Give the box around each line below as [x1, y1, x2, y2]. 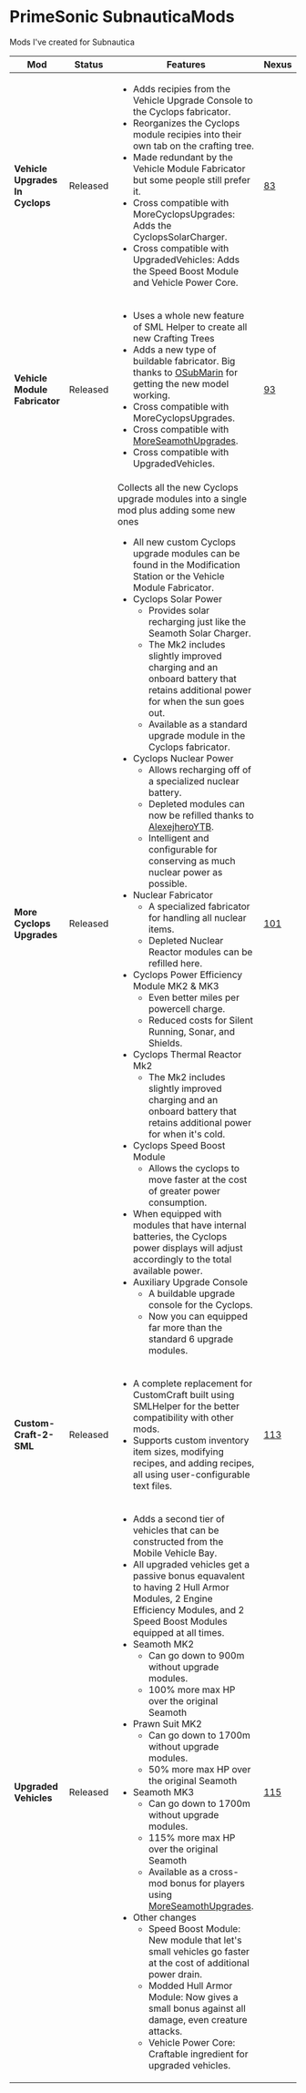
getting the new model [133, 377, 229, 390]
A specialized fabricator [148, 900, 250, 913]
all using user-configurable [133, 1468, 250, 1481]
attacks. [148, 2025, 183, 2037]
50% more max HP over [148, 1762, 251, 1775]
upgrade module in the [148, 729, 246, 741]
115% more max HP [148, 1831, 236, 1843]
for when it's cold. [148, 1128, 226, 1140]
